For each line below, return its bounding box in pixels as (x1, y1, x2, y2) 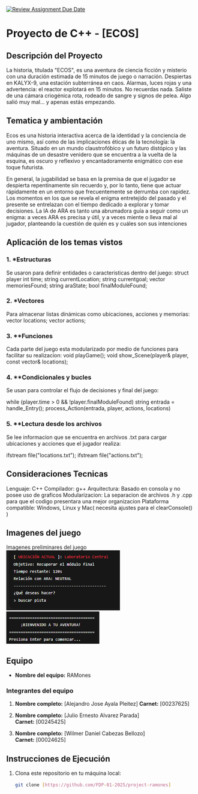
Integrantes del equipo (6, 686, 74, 695)
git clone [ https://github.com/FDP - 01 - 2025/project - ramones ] (14, 782, 172, 788)
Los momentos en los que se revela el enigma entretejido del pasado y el (6, 194, 187, 201)
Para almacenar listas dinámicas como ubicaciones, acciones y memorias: (6, 310, 190, 318)
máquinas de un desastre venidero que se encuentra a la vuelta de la (6, 151, 177, 158)
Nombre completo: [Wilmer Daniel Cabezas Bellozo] (14, 730, 145, 737)
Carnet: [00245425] (14, 718, 66, 726)
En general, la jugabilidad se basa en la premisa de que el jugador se (6, 175, 176, 183)
